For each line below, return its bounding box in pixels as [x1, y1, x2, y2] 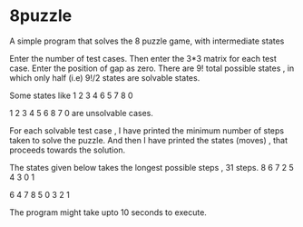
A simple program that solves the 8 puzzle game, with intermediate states [9, 35, 285, 46]
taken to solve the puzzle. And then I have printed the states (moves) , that [9, 134, 288, 145]
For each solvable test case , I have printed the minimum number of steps [9, 124, 284, 136]
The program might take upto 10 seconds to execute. [9, 206, 207, 218]
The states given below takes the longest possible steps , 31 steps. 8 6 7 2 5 [9, 162, 295, 173]
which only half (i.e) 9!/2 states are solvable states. [9, 72, 200, 83]
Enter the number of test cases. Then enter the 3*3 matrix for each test [9, 53, 277, 64]
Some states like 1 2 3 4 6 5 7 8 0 [9, 90, 133, 101]
